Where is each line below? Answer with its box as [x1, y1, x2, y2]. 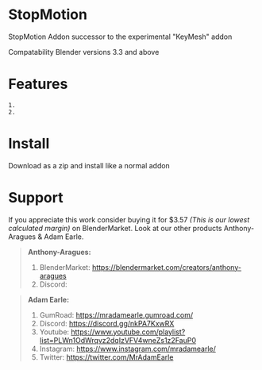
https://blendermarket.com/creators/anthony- [91, 262, 242, 272]
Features [8, 75, 68, 93]
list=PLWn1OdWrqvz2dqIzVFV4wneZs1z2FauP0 [39, 335, 197, 345]
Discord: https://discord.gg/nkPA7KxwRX [39, 318, 175, 328]
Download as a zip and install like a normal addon [8, 160, 171, 170]
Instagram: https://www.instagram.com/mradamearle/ [39, 344, 216, 353]
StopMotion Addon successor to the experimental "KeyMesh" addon [8, 32, 233, 41]
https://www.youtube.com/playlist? [71, 327, 186, 337]
